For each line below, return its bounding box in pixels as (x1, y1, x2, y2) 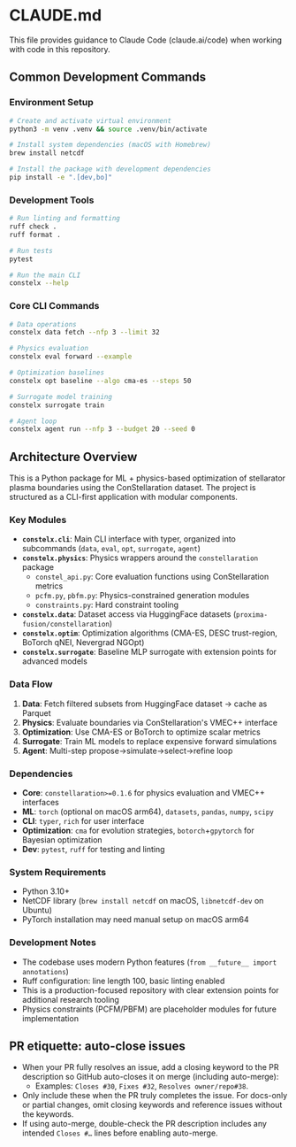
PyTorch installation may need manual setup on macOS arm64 (21, 914, 249, 925)
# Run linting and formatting (9, 214, 121, 223)
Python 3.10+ (21, 886, 71, 897)
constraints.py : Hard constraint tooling (34, 599, 179, 611)
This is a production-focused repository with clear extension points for (21, 984, 280, 996)
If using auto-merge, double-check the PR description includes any (21, 1119, 268, 1129)
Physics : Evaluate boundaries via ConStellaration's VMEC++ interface (21, 717, 278, 727)
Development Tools (9, 194, 95, 206)
